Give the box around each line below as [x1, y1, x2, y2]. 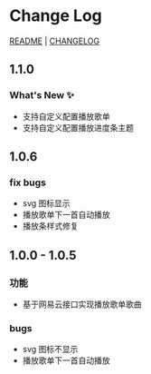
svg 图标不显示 [22, 344, 79, 355]
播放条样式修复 [22, 221, 79, 231]
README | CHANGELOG [9, 35, 100, 46]
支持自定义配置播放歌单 [22, 111, 110, 122]
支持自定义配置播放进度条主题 [22, 122, 134, 133]
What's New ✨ [9, 89, 75, 102]
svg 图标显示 [22, 198, 71, 209]
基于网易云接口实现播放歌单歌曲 [22, 299, 142, 310]
